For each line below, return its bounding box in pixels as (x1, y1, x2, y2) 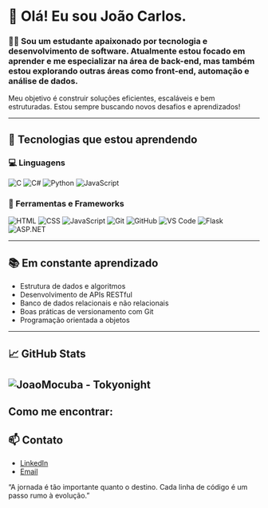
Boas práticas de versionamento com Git (19, 307, 154, 317)
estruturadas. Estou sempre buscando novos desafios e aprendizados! (8, 102, 241, 112)
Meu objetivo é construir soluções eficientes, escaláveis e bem (8, 93, 215, 103)
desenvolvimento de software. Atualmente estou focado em (8, 45, 246, 57)
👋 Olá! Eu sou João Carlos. (8, 7, 187, 26)
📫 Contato (8, 433, 64, 447)
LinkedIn (19, 459, 49, 468)
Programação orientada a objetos (19, 315, 130, 325)
